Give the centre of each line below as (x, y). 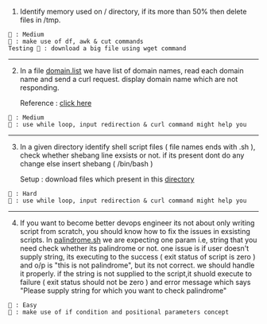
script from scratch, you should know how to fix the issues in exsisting (135, 231)
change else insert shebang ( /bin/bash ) (86, 164)
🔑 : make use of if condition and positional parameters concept (118, 312)
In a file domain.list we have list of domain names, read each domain (132, 70)
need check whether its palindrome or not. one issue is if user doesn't (134, 248)
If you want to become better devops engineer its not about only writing (137, 223)
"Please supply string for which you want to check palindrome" (123, 291)
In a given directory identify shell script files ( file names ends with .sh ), (137, 147)
